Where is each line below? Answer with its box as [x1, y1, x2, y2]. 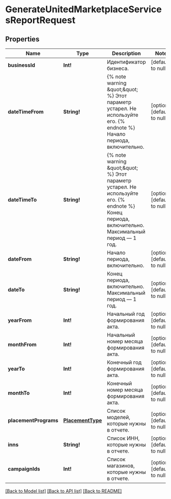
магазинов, [106, 462, 135, 469]
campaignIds [8, 465, 40, 472]
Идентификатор [106, 59, 146, 65]
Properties [5, 35, 40, 43]
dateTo [8, 286, 25, 293]
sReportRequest [5, 14, 75, 26]
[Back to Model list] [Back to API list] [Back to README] [5, 488, 122, 494]
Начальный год [106, 310, 145, 317]
